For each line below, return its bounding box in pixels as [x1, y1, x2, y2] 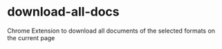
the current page [7, 33, 55, 42]
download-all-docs [7, 4, 120, 20]
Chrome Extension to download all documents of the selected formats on [7, 27, 216, 35]
